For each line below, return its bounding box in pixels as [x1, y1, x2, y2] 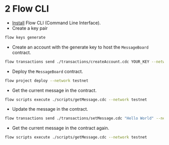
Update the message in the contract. [12, 106, 89, 112]
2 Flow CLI [5, 3, 49, 15]
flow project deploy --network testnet [5, 78, 89, 83]
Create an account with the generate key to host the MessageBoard [12, 44, 149, 50]
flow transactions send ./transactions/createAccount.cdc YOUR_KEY [5, 59, 150, 64]
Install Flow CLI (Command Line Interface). [12, 20, 101, 26]
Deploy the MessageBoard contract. [12, 68, 83, 74]
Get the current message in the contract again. [12, 125, 109, 131]
